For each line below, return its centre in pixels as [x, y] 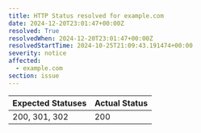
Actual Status [121, 103]
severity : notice [38, 53]
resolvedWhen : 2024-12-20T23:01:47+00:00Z [81, 38]
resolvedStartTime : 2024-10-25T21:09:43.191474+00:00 [101, 46]
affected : [25, 61]
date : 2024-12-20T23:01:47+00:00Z [67, 23]
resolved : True [34, 31]
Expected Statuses [50, 103]
